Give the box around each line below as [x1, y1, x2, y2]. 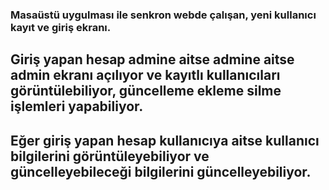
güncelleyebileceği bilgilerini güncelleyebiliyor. [10, 163, 312, 180]
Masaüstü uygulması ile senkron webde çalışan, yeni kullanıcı [10, 8, 317, 22]
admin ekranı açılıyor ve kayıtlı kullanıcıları [10, 67, 281, 84]
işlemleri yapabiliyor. [10, 98, 144, 115]
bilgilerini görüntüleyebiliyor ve [10, 148, 210, 165]
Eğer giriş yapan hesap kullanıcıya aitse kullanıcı [10, 132, 320, 149]
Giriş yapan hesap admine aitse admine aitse [10, 51, 295, 68]
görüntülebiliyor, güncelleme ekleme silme [10, 83, 282, 100]
